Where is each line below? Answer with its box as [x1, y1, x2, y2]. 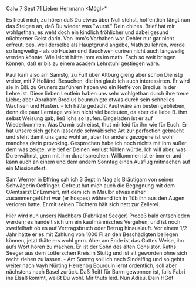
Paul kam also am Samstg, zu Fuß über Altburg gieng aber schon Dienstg [6, 71, 183, 78]
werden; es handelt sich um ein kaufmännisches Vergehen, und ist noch [6, 218, 181, 225]
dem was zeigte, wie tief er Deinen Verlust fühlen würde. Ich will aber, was [6, 146, 187, 153]
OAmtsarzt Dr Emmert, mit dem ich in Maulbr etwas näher [6, 189, 146, 195]
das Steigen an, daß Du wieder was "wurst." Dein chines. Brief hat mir [6, 23, 175, 29]
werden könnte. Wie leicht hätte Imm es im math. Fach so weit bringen [6, 54, 176, 60]
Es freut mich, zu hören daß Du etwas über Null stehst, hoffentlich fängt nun [6, 16, 190, 23]
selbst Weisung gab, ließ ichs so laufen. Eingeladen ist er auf [6, 115, 153, 122]
